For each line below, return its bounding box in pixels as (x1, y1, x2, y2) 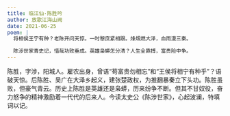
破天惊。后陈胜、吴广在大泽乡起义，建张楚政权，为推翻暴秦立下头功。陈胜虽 (7, 76, 223, 84)
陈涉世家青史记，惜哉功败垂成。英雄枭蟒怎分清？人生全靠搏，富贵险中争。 (13, 48, 192, 55)
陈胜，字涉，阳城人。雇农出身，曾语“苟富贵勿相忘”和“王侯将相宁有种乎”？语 (7, 68, 222, 75)
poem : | (7, 29, 29, 36)
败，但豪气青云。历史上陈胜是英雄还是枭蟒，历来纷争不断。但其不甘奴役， (7, 85, 217, 92)
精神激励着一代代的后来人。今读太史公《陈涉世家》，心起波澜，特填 (30, 93, 220, 101)
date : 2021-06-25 (7, 23, 57, 29)
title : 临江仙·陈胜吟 (7, 10, 63, 17)
